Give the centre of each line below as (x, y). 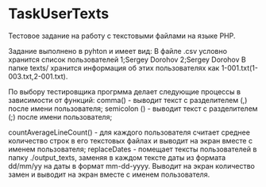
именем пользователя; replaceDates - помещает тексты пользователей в (133, 149)
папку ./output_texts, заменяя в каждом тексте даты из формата (117, 157)
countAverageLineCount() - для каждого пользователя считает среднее (129, 132)
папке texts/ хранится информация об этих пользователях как (114, 67)
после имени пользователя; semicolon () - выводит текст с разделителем (133, 109)
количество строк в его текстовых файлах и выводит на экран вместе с (130, 140)
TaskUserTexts (59, 14)
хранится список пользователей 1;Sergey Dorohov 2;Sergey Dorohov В (127, 59)
